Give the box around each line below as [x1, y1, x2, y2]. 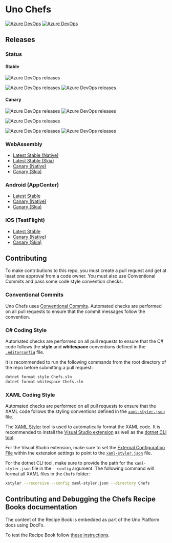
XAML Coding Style [5, 391, 55, 398]
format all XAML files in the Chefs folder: [5, 471, 90, 477]
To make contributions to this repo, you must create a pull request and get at [5, 267, 167, 274]
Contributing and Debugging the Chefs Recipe [5, 495, 156, 504]
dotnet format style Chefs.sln [5, 374, 72, 380]
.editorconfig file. [5, 349, 45, 355]
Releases [5, 35, 35, 44]
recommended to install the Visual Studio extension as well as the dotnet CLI [5, 429, 167, 435]
